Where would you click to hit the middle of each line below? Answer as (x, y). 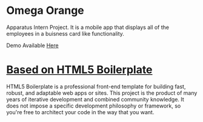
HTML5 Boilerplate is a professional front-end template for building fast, (96, 86)
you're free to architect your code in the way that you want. (80, 112)
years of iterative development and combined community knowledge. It (95, 99)
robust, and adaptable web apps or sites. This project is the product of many (102, 93)
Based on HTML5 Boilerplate (79, 70)
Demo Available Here (32, 45)
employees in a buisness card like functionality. (65, 33)
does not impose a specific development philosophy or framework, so (94, 106)
